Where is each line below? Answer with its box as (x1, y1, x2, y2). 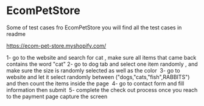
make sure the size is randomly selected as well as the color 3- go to (6, 66, 181, 74)
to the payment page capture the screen (6, 93, 108, 100)
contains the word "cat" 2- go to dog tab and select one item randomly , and (6, 60, 198, 68)
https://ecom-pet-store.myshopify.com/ (6, 42, 107, 49)
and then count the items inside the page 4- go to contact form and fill (6, 80, 185, 87)
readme (6, 30, 26, 37)
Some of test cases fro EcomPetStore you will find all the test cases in (6, 24, 182, 31)
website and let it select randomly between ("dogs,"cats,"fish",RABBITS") (6, 73, 190, 80)
